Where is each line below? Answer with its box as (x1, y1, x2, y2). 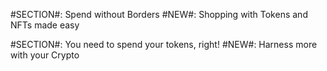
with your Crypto (10, 49, 80, 61)
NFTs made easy (10, 19, 80, 31)
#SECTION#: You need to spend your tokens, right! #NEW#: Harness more (10, 39, 318, 50)
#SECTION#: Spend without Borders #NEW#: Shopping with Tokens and (10, 9, 308, 20)
